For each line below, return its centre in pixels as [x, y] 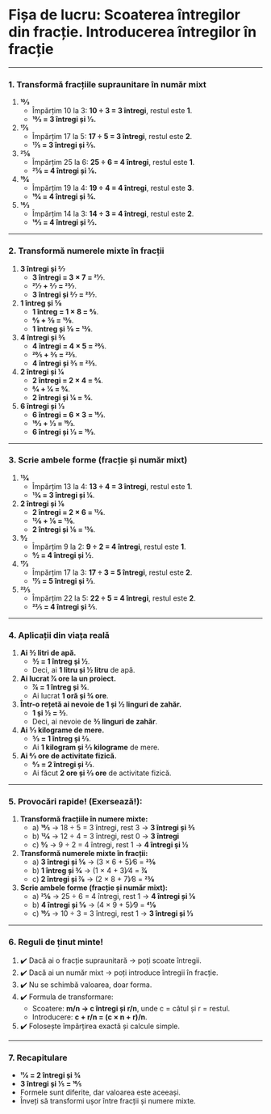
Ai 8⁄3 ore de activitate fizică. [68, 756]
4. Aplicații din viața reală [59, 635]
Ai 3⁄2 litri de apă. [48, 653]
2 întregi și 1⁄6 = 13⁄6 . [64, 529]
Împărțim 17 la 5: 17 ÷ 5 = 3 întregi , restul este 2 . [112, 137]
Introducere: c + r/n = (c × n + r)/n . [90, 1017]
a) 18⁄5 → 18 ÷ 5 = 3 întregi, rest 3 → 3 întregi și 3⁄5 [113, 828]
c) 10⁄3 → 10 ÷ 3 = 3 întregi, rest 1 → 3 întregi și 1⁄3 [113, 914]
